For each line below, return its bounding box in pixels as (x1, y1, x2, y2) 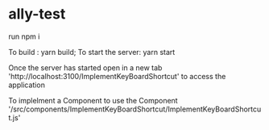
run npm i (8, 31, 40, 41)
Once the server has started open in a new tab (8, 62, 163, 73)
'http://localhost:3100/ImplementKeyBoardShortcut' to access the (8, 71, 226, 81)
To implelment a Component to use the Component (8, 95, 179, 105)
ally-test (8, 5, 66, 23)
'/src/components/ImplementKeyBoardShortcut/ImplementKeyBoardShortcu (8, 104, 262, 114)
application (8, 80, 46, 90)
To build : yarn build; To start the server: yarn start (8, 47, 176, 57)
